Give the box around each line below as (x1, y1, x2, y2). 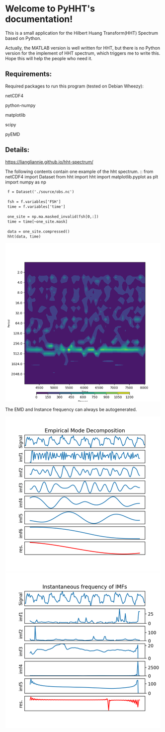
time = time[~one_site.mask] (7, 219, 68, 224)
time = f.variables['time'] (7, 204, 66, 209)
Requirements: (5, 70, 52, 79)
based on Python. (5, 35, 41, 41)
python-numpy (5, 102, 36, 108)
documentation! (5, 13, 73, 25)
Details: (5, 146, 30, 154)
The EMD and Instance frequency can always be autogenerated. (5, 406, 137, 412)
